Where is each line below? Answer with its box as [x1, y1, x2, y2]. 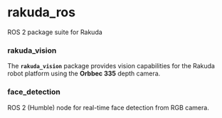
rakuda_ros [7, 4, 76, 21]
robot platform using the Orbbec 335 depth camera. [7, 69, 161, 78]
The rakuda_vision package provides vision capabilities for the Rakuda [7, 62, 216, 70]
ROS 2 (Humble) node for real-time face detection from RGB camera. [7, 103, 210, 112]
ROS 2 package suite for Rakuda [7, 28, 103, 36]
